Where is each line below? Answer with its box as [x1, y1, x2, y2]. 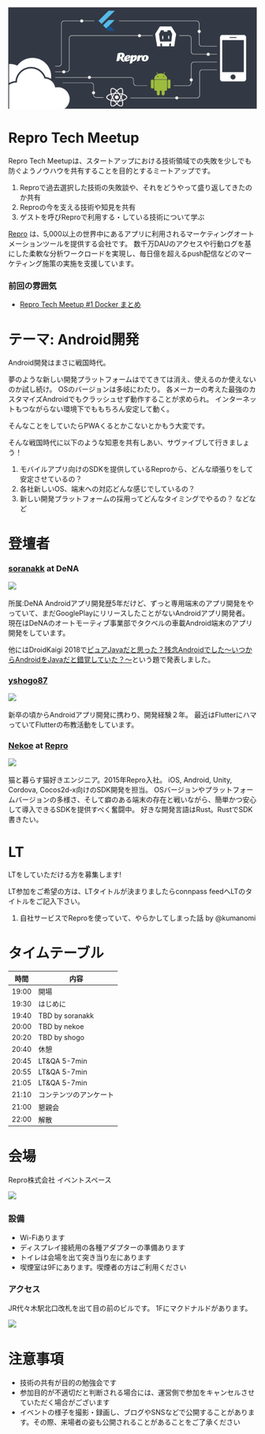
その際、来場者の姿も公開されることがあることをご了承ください [32, 1417, 241, 1427]
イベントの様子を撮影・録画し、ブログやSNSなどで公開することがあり [19, 1407, 248, 1417]
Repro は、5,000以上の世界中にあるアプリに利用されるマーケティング [8, 229, 234, 239]
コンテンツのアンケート [38, 1090, 114, 1099]
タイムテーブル [8, 944, 104, 962]
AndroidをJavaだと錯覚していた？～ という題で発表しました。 [14, 654, 215, 664]
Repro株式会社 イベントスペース [8, 1175, 112, 1185]
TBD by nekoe [38, 1021, 84, 1031]
